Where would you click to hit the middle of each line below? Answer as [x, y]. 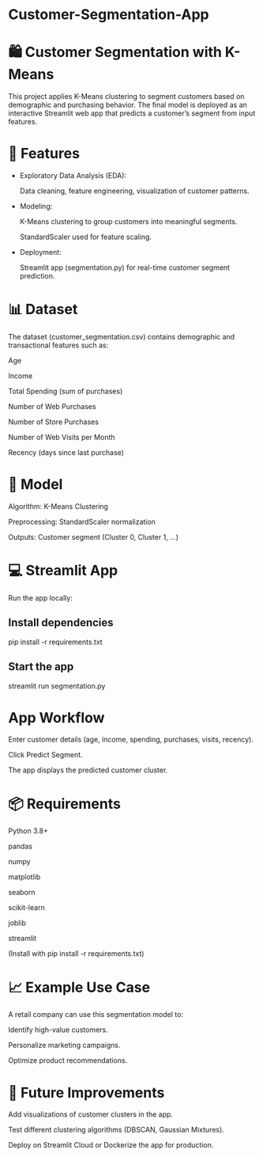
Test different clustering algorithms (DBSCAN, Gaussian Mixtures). [116, 1130]
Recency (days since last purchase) [66, 452]
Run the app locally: [40, 597]
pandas [21, 846]
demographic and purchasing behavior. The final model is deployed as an [128, 105]
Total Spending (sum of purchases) [66, 391]
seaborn [22, 893]
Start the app [41, 667]
